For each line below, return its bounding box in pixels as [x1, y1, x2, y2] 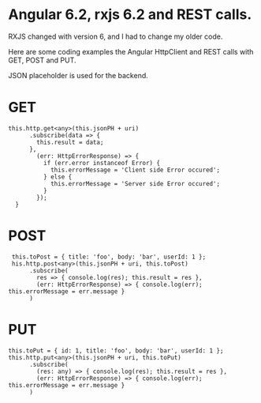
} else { [43, 172, 73, 181]
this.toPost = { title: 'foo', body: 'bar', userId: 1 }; [11, 253, 207, 261]
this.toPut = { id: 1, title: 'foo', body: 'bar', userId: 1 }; [8, 346, 224, 355]
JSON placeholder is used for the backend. [8, 70, 148, 80]
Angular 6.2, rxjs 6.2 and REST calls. [8, 6, 252, 24]
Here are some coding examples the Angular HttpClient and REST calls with [8, 47, 254, 56]
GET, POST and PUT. [8, 55, 76, 65]
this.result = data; [36, 138, 104, 146]
